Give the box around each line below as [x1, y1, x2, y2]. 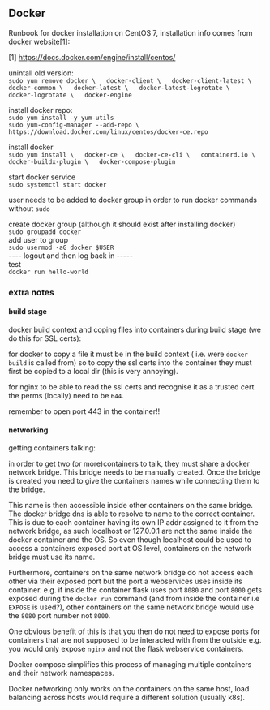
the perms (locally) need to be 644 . [8, 390, 124, 400]
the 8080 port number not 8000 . [8, 611, 111, 621]
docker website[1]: [8, 37, 71, 46]
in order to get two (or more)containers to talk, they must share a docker [8, 458, 250, 469]
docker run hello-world [8, 268, 89, 276]
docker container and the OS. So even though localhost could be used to [8, 535, 251, 544]
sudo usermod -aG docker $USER [8, 243, 114, 252]
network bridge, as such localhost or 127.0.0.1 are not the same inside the [8, 527, 253, 536]
